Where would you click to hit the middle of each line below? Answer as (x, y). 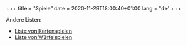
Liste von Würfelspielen (43, 37)
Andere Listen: (24, 20)
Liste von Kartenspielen (43, 31)
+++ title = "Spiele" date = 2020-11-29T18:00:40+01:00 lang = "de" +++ (94, 8)
